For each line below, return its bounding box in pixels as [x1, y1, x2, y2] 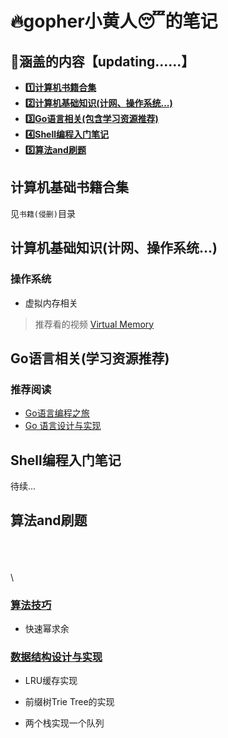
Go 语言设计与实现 [24, 420, 102, 432]
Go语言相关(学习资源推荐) [10, 350, 170, 367]
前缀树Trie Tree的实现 [24, 696, 115, 708]
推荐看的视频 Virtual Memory [34, 318, 155, 330]
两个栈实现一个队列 [24, 717, 105, 729]
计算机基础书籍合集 [10, 179, 129, 196]
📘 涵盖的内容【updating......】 [10, 53, 195, 70]
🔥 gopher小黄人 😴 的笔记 [10, 10, 218, 33]
